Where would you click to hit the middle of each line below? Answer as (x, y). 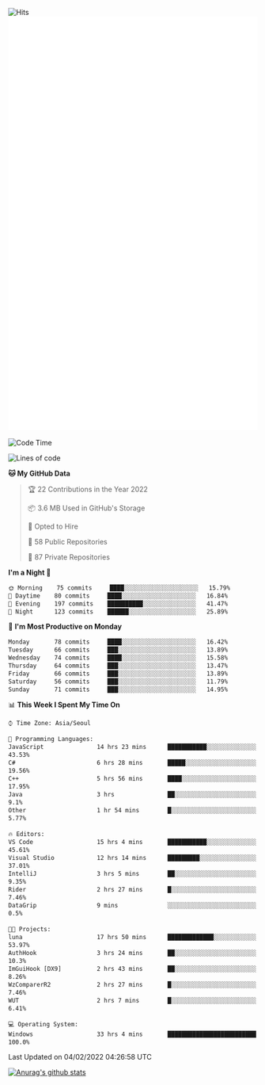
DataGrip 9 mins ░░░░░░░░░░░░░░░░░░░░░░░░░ (132, 906)
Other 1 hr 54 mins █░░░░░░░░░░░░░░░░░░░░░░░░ (132, 811)
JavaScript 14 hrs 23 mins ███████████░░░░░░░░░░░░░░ (132, 747)
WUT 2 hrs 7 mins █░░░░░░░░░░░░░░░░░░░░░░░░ (132, 1001)
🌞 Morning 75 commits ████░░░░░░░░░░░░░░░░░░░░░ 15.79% (119, 588)
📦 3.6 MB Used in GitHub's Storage (86, 508)
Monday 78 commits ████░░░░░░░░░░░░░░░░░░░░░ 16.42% (118, 642)
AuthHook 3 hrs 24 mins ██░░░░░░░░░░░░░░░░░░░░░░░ (132, 953)
